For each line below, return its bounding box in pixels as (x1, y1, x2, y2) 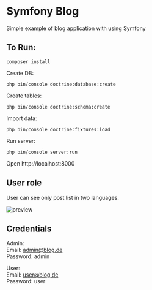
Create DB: (6, 69, 34, 77)
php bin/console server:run (6, 149, 78, 155)
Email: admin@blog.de (6, 246, 63, 254)
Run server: (6, 137, 35, 145)
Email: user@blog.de (6, 271, 59, 278)
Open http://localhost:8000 (6, 159, 75, 167)
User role (6, 178, 42, 188)
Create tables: (6, 92, 42, 99)
